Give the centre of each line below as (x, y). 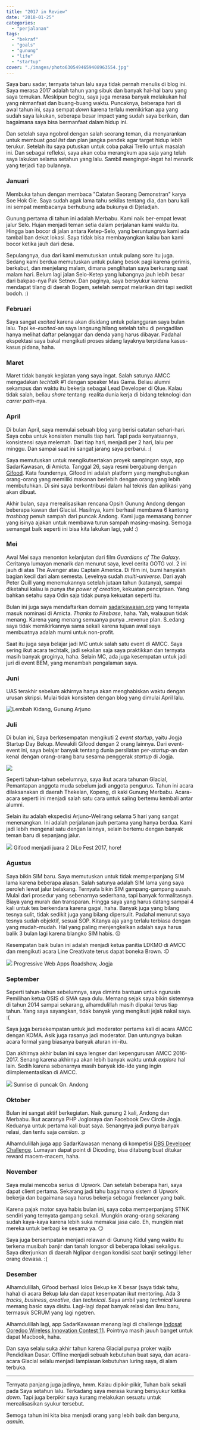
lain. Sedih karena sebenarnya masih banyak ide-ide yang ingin (84, 1066)
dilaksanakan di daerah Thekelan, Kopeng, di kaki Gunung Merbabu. (90, 792)
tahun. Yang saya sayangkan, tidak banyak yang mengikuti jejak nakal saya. (99, 1011)
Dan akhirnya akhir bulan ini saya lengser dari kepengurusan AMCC (89, 1053)
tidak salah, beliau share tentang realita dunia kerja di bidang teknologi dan (99, 395)
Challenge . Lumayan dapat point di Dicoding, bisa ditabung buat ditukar (94, 1150)
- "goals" (24, 45)
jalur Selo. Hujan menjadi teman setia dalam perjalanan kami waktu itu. (93, 225)
